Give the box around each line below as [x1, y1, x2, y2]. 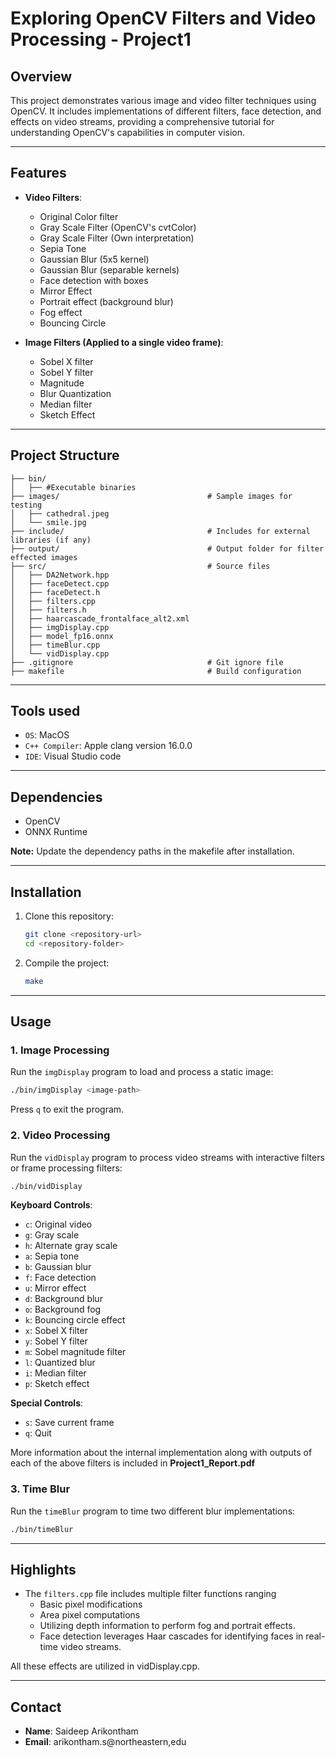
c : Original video [24, 1218, 93, 1231]
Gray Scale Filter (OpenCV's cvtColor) [39, 221, 197, 233]
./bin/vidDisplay [10, 1181, 83, 1191]
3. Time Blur [10, 1482, 71, 1496]
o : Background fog [24, 1303, 102, 1316]
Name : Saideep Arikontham [24, 1725, 139, 1737]
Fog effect [39, 306, 83, 318]
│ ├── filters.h [10, 605, 87, 615]
